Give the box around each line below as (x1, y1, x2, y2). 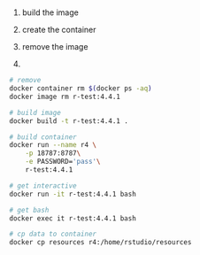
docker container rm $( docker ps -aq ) (9, 84, 152, 93)
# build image (9, 108, 62, 117)
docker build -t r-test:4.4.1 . (9, 116, 128, 126)
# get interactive (9, 181, 77, 190)
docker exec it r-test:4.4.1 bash (9, 213, 137, 223)
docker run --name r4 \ (9, 141, 97, 150)
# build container (9, 132, 77, 142)
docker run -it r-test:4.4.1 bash (9, 189, 137, 198)
